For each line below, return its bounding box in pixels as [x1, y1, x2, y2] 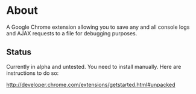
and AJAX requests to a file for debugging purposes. [6, 29, 138, 37]
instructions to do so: [6, 69, 59, 77]
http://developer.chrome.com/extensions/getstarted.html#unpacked [6, 81, 176, 88]
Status [6, 47, 32, 57]
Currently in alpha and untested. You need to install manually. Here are [6, 63, 182, 70]
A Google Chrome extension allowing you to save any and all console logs [6, 23, 190, 31]
